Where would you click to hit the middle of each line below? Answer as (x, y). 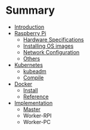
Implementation (33, 103)
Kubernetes (28, 65)
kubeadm (35, 71)
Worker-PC (37, 122)
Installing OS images (48, 46)
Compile (33, 78)
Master (32, 109)
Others (31, 58)
